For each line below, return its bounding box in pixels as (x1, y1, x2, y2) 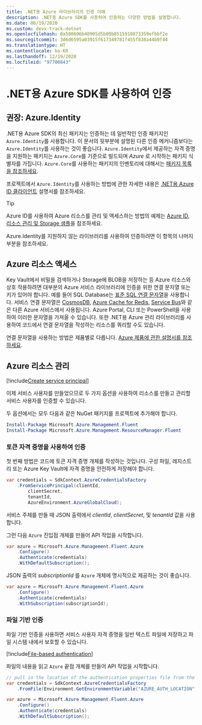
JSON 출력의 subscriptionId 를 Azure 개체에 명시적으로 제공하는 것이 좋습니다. (6, 572, 191, 579)
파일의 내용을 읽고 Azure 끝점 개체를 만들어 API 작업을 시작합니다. (6, 662, 159, 670)
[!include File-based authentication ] (6, 650, 93, 657)
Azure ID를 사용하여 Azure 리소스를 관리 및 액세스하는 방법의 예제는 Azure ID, (6, 212, 190, 219)
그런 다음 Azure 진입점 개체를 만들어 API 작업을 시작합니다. (6, 531, 144, 539)
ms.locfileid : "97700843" (6, 59, 71, 65)
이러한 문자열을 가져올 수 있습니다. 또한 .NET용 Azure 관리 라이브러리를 (17, 314, 185, 321)
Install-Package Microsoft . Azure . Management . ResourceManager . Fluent (6, 427, 182, 433)
